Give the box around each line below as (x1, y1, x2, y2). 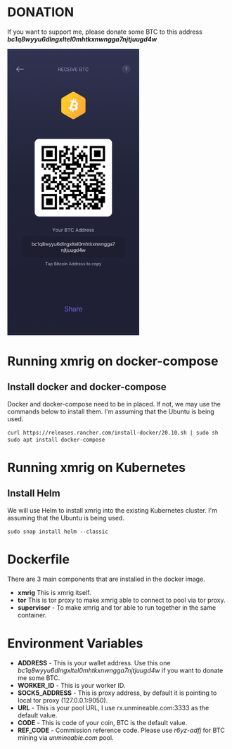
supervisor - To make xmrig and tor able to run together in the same (17, 603, 217, 612)
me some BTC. (17, 673, 60, 682)
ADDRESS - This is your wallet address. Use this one (17, 658, 171, 667)
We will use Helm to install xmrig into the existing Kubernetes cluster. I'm (7, 506, 218, 514)
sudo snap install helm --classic (7, 528, 109, 535)
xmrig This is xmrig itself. (17, 588, 91, 596)
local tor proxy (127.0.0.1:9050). (17, 696, 108, 704)
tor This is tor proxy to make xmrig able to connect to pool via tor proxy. (17, 596, 226, 604)
